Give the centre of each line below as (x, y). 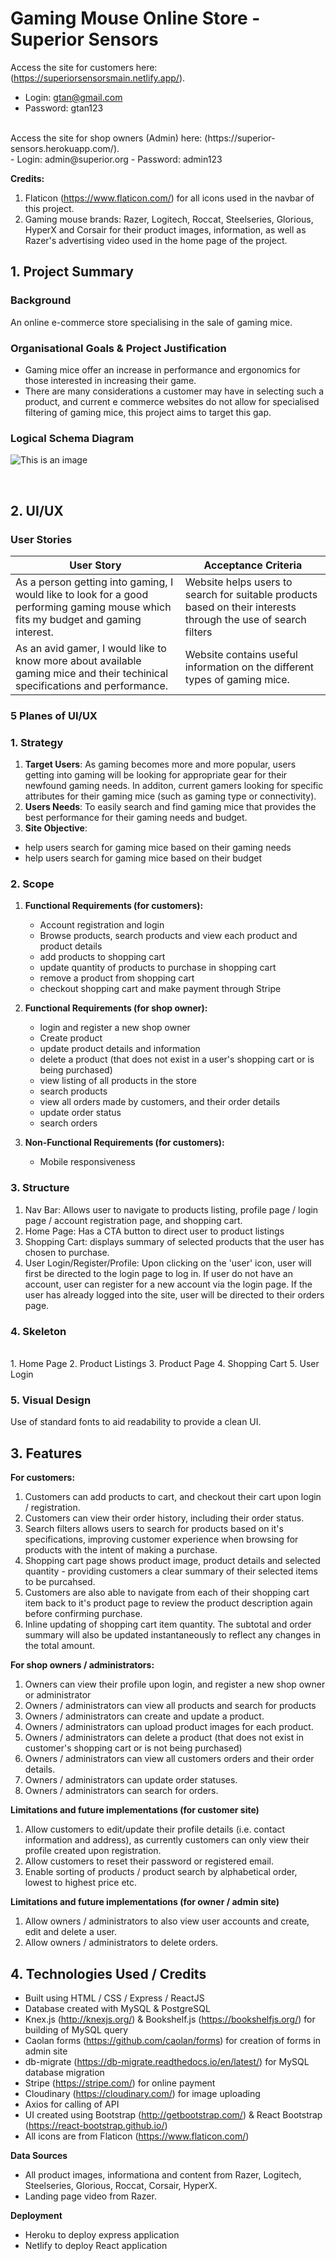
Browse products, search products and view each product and (168, 936)
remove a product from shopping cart (117, 978)
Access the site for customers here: (84, 67)
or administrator (58, 1695)
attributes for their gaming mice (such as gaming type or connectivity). (170, 796)
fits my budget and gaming (78, 619)
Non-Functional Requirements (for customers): (124, 1143)
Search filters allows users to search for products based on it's (154, 1529)
